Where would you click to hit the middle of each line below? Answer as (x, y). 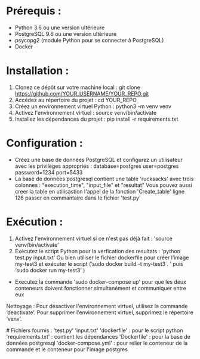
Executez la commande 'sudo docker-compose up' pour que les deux (101, 281)
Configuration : (45, 143)
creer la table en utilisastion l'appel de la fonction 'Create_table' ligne (100, 191)
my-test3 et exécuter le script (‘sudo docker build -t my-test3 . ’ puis (99, 263)
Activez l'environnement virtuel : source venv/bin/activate (86, 112)
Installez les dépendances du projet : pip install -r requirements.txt (96, 119)
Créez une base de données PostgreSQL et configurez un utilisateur (99, 159)
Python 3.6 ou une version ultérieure (60, 27)
